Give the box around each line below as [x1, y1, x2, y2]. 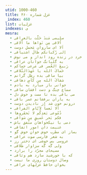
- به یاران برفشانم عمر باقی [10, 96, 71, 101]
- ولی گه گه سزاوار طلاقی [10, 143, 62, 149]
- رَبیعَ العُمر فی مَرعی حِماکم [10, 64, 69, 69]
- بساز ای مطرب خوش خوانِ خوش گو [10, 129, 78, 134]
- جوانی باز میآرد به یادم [10, 82, 66, 87]
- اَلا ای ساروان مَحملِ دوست [10, 45, 64, 50]
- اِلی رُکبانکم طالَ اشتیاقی [10, 49, 66, 54]
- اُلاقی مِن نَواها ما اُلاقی [10, 40, 62, 45]
